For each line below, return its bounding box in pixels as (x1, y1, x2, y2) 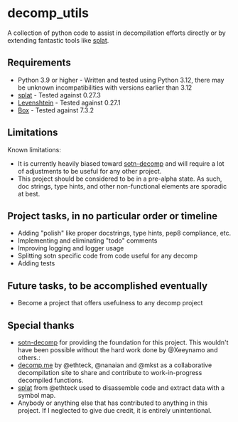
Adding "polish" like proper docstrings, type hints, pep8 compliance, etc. (17, 229, 232, 238)
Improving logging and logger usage (17, 244, 124, 253)
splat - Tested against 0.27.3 (17, 90, 101, 99)
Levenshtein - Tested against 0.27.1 (17, 98, 121, 107)
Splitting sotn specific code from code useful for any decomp (17, 251, 198, 260)
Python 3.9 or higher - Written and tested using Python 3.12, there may (17, 75, 225, 84)
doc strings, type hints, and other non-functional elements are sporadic (17, 181, 227, 190)
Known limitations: (7, 145, 62, 154)
